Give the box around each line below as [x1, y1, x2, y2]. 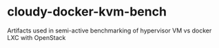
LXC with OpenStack [7, 33, 66, 41]
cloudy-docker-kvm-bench [7, 4, 167, 20]
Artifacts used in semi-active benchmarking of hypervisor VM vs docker [7, 26, 212, 34]
